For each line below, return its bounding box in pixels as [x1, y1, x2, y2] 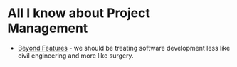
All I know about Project [7, 5, 151, 21]
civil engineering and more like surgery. [17, 51, 134, 60]
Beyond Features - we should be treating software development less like [17, 43, 231, 52]
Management [7, 20, 88, 36]
